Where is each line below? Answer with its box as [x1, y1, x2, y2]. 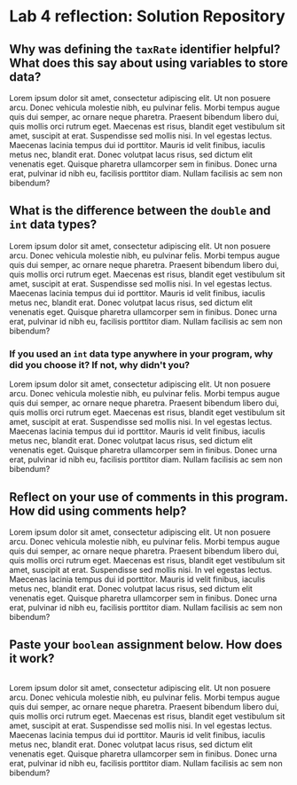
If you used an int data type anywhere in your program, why [9, 348, 273, 360]
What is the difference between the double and [9, 203, 271, 218]
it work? [9, 651, 55, 666]
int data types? [9, 217, 98, 232]
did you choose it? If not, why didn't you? [9, 358, 191, 371]
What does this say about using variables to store [9, 55, 288, 70]
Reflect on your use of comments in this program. [9, 490, 288, 505]
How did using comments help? [9, 503, 187, 518]
